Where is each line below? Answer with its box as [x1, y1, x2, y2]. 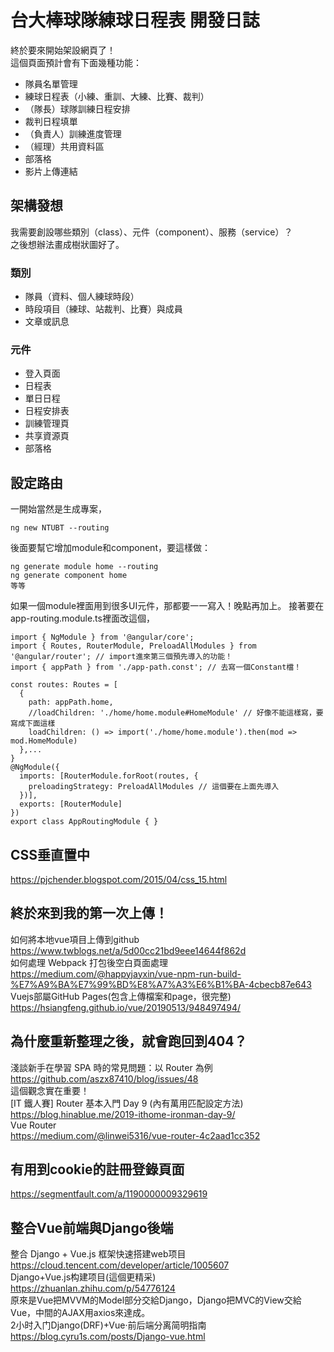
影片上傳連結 [24, 165, 78, 177]
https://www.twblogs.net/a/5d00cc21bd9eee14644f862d [10, 944, 247, 956]
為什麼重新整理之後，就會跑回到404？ [10, 1033, 248, 1050]
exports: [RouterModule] [19, 799, 123, 810]
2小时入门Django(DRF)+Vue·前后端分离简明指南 [10, 1319, 207, 1331]
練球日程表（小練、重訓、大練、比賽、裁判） [24, 90, 210, 102]
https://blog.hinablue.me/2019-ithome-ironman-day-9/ [10, 1108, 236, 1120]
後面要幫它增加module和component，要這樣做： [10, 542, 211, 554]
